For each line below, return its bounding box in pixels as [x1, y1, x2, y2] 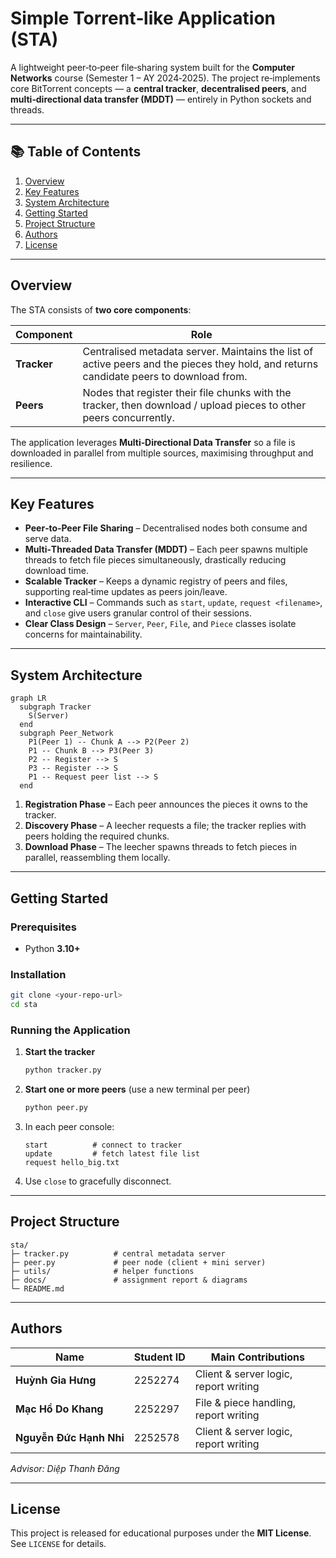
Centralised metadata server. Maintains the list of [82, 344, 314, 358]
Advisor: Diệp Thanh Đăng [10, 1462, 120, 1474]
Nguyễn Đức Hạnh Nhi [15, 1430, 125, 1444]
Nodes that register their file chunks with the [82, 385, 292, 399]
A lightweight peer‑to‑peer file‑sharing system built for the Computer [10, 61, 296, 73]
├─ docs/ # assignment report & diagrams [10, 1275, 248, 1285]
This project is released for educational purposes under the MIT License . [10, 1527, 312, 1539]
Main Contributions [210, 1350, 305, 1364]
